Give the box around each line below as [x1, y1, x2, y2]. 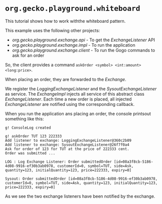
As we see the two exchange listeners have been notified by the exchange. [5, 193, 156, 199]
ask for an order [12, 52, 45, 58]
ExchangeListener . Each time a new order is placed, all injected [5, 96, 132, 102]
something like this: [5, 116, 44, 121]
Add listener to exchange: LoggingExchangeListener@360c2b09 [5, 138, 132, 143]
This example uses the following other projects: [5, 27, 100, 33]
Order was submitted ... [5, 151, 55, 155]
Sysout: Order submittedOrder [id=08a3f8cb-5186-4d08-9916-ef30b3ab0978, [5, 176, 158, 181]
